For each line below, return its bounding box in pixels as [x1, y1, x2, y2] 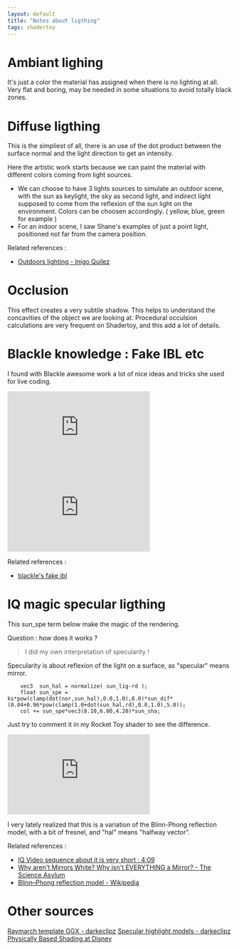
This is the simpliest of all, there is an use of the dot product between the [7, 142, 222, 150]
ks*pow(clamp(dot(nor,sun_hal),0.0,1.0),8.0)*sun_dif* [7, 696, 174, 703]
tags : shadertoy [7, 24, 55, 31]
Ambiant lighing [7, 54, 104, 71]
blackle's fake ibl [17, 572, 68, 580]
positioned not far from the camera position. [17, 229, 147, 239]
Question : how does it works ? [7, 634, 98, 642]
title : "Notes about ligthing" [7, 17, 100, 24]
